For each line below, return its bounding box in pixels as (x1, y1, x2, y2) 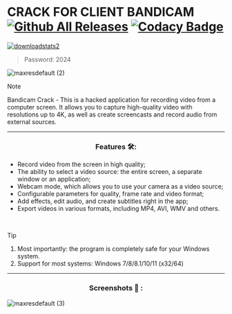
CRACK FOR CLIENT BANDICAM (7, 4, 195, 20)
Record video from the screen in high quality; (17, 160, 146, 168)
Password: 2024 (23, 55, 71, 63)
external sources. (7, 117, 57, 125)
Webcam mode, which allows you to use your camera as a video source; (17, 182, 224, 191)
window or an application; (17, 175, 91, 184)
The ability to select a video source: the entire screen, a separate (17, 168, 202, 176)
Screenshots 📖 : (88, 284, 144, 293)
